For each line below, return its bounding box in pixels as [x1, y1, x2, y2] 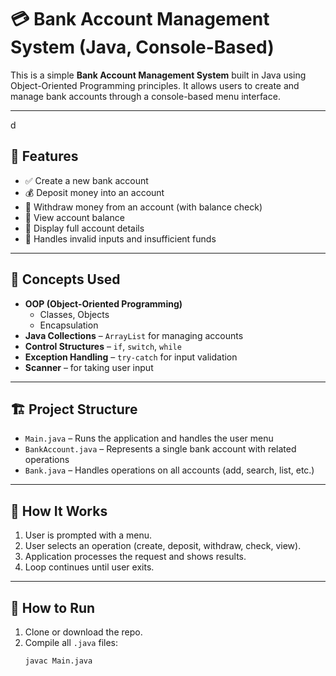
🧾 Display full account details [24, 222, 145, 234]
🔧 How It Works [10, 502, 108, 520]
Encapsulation [39, 319, 99, 331]
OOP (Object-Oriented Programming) [24, 297, 183, 310]
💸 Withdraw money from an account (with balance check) [24, 201, 263, 213]
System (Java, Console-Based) [10, 36, 275, 59]
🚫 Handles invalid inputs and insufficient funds [24, 232, 217, 245]
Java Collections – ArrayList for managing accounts [24, 329, 244, 341]
